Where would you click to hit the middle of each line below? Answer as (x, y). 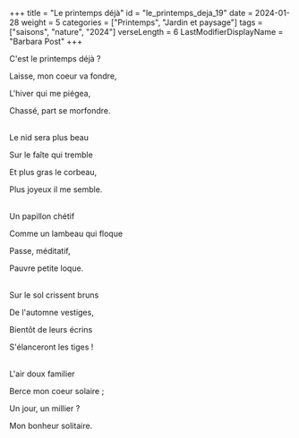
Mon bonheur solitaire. (51, 425)
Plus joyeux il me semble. (56, 190)
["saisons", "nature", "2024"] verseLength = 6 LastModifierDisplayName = (146, 32)
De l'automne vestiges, (51, 312)
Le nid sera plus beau (49, 137)
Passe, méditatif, (40, 251)
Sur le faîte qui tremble (51, 155)
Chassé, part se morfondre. (60, 110)
